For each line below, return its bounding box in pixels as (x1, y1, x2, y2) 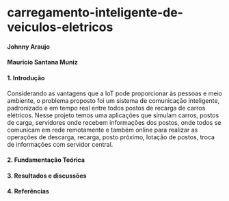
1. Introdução (7, 73, 45, 82)
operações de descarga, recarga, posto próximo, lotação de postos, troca (7, 132, 215, 141)
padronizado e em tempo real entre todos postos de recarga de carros (7, 104, 206, 112)
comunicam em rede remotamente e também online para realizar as (7, 126, 198, 134)
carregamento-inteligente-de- (7, 5, 183, 21)
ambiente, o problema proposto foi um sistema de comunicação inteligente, (7, 96, 220, 104)
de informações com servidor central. (7, 140, 113, 148)
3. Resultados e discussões (7, 172, 87, 180)
